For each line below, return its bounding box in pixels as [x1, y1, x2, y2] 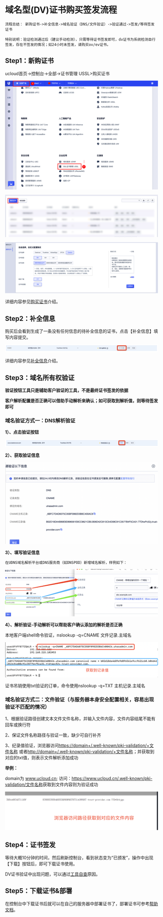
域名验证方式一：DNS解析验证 [5, 417, 76, 424]
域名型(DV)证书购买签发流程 [5, 4, 117, 16]
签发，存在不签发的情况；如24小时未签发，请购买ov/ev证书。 [5, 42, 111, 47]
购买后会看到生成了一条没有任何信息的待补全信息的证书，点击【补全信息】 [5, 328, 154, 334]
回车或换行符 [5, 721, 31, 727]
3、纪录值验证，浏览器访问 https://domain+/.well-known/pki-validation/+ [5, 742, 150, 748]
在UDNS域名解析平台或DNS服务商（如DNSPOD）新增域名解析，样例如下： [5, 560, 128, 565]
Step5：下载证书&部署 [5, 887, 73, 895]
